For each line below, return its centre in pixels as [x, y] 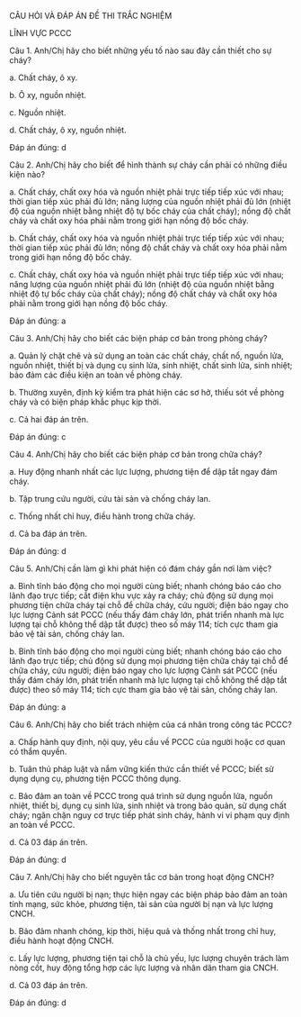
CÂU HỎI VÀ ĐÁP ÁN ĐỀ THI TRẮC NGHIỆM [91, 16]
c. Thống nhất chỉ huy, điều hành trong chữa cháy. [102, 516]
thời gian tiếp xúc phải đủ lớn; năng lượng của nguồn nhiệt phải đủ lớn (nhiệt [150, 201]
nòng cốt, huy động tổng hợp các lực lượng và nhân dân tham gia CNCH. [144, 967]
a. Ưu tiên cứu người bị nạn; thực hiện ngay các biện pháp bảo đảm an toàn [148, 894]
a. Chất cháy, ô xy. [44, 77]
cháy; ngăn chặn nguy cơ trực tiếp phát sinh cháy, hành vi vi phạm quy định [150, 815]
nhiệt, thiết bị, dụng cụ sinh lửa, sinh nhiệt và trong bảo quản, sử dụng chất [148, 805]
